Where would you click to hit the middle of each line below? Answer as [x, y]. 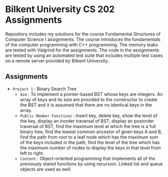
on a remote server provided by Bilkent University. [57, 61]
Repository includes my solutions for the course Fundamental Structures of [83, 34]
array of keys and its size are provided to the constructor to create [89, 99]
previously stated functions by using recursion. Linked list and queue [91, 164]
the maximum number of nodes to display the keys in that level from [90, 148]
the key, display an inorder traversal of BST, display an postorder [87, 121]
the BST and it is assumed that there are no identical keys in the [86, 105]
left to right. [32, 153]
